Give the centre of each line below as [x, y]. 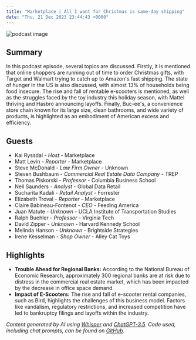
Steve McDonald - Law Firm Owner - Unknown [71, 168]
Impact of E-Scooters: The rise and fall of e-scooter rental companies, [100, 294]
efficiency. [19, 123]
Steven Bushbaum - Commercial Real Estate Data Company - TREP [96, 174]
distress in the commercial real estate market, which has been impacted [102, 281]
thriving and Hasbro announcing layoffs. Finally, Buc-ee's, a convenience [94, 104]
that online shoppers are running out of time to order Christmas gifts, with [95, 73]
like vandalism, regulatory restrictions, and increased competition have [100, 306]
